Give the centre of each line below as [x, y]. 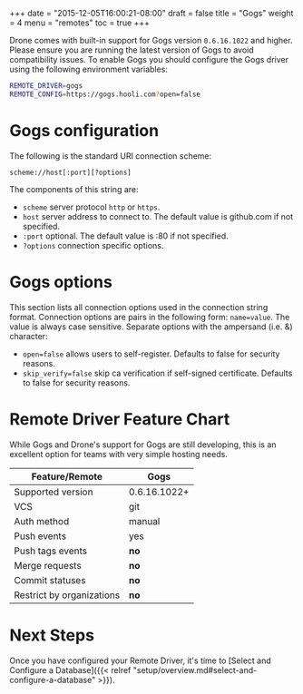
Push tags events [51, 551]
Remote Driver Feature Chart [120, 419]
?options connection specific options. [93, 245]
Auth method [42, 521]
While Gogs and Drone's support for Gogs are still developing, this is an [143, 445]
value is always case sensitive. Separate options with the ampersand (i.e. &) [151, 327]
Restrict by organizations [67, 595]
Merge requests [48, 565]
